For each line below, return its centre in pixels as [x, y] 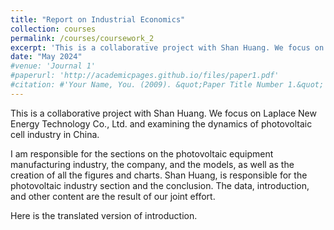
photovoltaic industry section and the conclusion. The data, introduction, [160, 185]
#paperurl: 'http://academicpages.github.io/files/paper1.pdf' [145, 76]
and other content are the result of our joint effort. [113, 196]
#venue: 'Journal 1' [53, 66]
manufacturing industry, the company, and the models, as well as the [152, 164]
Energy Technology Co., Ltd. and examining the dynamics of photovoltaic [161, 123]
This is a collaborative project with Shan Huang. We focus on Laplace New [163, 113]
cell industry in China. [55, 134]
